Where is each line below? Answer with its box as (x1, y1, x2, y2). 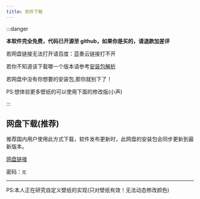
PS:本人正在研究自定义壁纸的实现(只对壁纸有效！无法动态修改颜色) (6, 186, 170, 194)
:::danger (6, 25, 29, 32)
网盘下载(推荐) (6, 119, 60, 129)
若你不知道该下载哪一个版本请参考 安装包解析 (6, 63, 116, 70)
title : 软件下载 (6, 8, 43, 15)
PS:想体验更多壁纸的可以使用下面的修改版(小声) (6, 88, 123, 95)
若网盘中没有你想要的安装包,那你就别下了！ (6, 75, 112, 82)
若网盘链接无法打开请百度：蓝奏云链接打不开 (6, 50, 116, 57)
